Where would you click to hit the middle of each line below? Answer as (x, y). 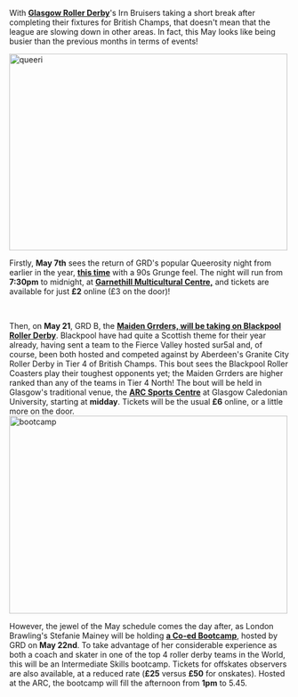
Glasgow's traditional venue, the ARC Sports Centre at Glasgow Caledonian (148, 392)
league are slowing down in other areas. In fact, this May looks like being (142, 32)
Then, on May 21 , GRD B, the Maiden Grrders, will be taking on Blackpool (145, 326)
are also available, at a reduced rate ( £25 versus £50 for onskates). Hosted (147, 673)
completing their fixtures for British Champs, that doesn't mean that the (140, 22)
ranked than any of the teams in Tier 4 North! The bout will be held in (136, 383)
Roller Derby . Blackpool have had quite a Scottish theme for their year (138, 335)
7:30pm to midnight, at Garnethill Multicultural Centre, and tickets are (139, 282)
